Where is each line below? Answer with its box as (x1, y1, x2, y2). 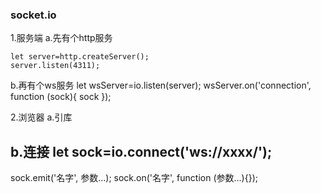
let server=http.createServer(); (10, 52, 150, 62)
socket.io (10, 8, 57, 22)
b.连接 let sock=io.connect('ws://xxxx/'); (10, 143, 273, 160)
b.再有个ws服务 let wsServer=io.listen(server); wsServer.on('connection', (10, 79, 312, 92)
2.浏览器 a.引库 (10, 111, 73, 123)
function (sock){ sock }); (10, 91, 112, 103)
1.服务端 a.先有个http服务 (10, 32, 113, 44)
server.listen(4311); (10, 61, 101, 71)
